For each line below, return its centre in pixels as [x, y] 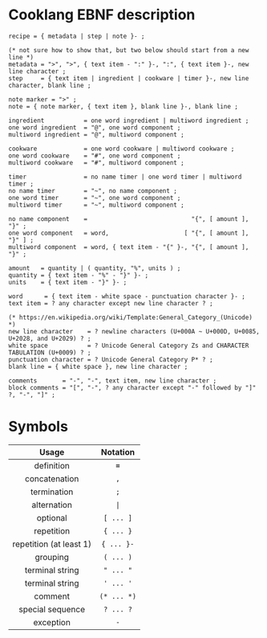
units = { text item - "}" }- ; [68, 282]
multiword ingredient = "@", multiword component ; [96, 134]
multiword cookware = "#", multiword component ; [96, 162]
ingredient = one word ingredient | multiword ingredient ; [129, 121]
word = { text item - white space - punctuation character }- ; [127, 296]
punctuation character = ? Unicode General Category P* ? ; [111, 359]
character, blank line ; [50, 85]
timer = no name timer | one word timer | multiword [125, 177]
